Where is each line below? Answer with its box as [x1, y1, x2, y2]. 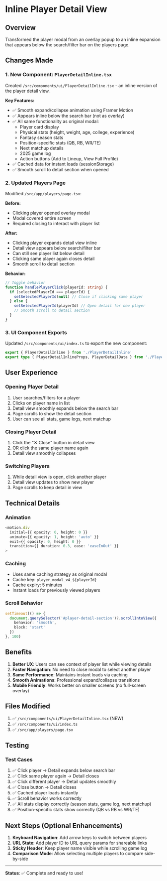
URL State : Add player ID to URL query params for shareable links [12, 840, 148, 846]
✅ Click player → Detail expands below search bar [12, 767, 116, 773]
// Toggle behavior [5, 280, 46, 285]
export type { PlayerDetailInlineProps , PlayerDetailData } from [5, 355, 143, 360]
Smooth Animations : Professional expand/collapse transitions [12, 677, 140, 683]
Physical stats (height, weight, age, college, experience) [19, 129, 135, 135]
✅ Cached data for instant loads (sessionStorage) [12, 161, 114, 167]
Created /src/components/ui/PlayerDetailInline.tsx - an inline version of [5, 82, 158, 88]
